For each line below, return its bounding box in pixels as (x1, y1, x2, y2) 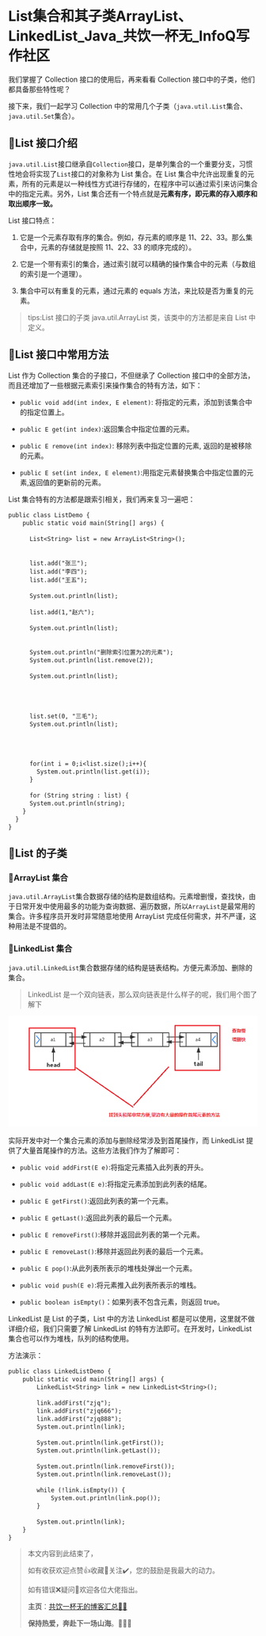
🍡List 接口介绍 (8, 136, 78, 151)
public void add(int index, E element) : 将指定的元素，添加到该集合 (19, 397, 245, 406)
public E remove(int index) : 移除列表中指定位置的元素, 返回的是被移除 (19, 440, 252, 450)
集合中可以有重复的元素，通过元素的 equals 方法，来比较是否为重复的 (19, 286, 247, 296)
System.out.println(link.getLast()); (36, 1447, 161, 1455)
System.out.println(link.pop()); (50, 1494, 161, 1502)
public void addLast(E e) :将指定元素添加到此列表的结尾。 (19, 1179, 211, 1188)
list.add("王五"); (28, 576, 88, 584)
